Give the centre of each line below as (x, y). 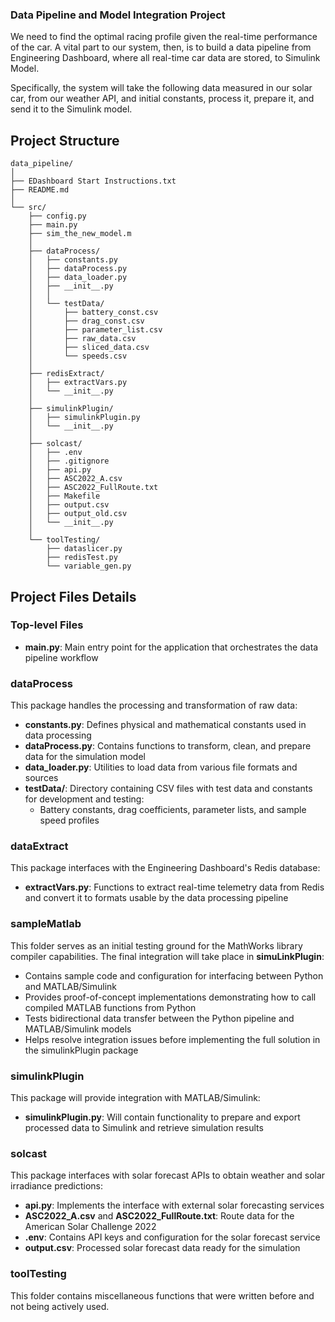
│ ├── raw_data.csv (82, 339)
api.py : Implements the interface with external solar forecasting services (174, 1205)
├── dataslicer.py (84, 549)
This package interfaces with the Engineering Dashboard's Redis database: (165, 868)
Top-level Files (47, 625)
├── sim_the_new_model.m (80, 234)
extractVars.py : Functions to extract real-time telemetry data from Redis (174, 887)
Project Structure (65, 140)
